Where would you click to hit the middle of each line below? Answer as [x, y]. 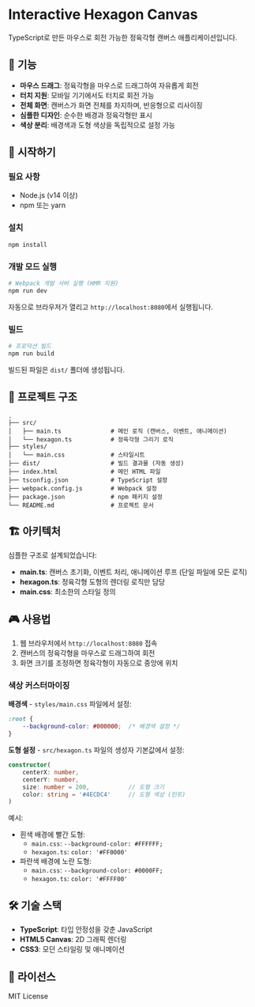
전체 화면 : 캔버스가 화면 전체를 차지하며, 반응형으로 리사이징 [111, 105]
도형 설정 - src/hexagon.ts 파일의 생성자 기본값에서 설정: [96, 750]
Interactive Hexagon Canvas [103, 15]
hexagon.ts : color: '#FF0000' [79, 852]
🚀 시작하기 [32, 152]
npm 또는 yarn [42, 205]
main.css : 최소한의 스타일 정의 [67, 592]
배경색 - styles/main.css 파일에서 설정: [70, 704]
